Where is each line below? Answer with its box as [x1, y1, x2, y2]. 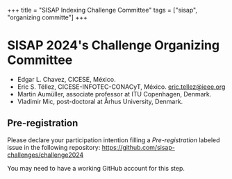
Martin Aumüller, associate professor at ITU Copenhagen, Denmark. [17, 89, 212, 98]
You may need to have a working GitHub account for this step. [7, 164, 185, 172]
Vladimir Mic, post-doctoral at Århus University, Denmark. [17, 97, 183, 105]
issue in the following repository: [7, 143, 101, 151]
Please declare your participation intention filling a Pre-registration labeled [7, 135, 220, 144]
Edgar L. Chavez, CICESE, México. [17, 75, 116, 83]
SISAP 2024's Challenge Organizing [7, 37, 220, 53]
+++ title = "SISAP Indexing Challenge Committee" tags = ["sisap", [7, 6, 198, 14]
